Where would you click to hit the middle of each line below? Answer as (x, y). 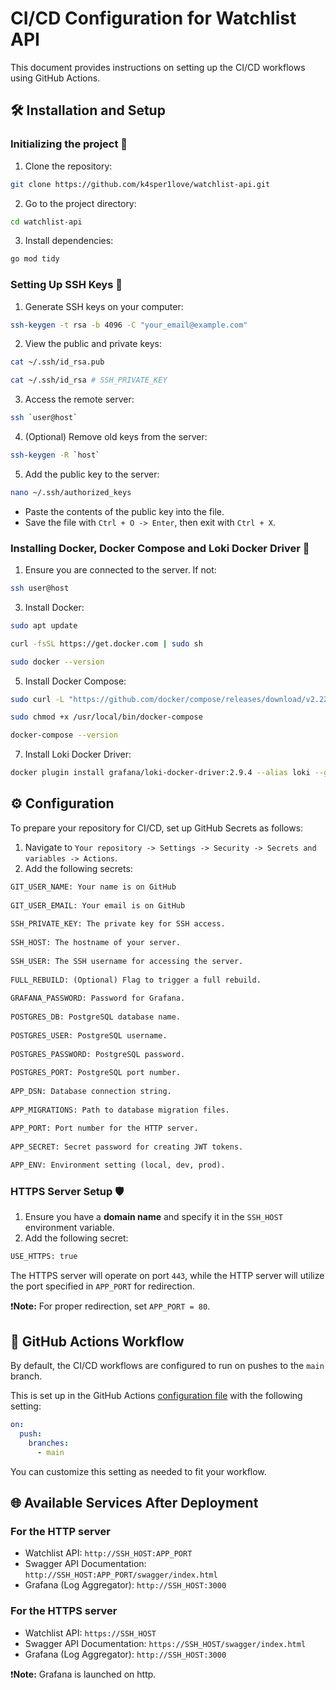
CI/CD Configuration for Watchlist (153, 18)
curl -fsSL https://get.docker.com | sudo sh (106, 643)
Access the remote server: (79, 399)
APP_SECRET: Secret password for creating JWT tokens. (127, 1147)
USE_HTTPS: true (44, 1257)
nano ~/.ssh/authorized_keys (71, 492)
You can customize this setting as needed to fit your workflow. (138, 1471)
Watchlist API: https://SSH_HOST (90, 1633)
